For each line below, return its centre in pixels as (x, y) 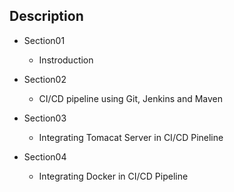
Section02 (45, 79)
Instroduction (66, 60)
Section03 (45, 118)
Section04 (45, 156)
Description (46, 16)
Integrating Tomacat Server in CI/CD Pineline (131, 137)
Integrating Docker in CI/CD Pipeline (113, 176)
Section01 (44, 40)
